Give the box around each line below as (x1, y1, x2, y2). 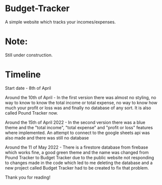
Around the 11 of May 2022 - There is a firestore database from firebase (5, 144, 148, 150)
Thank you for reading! (5, 174, 51, 180)
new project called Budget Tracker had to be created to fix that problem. (5, 165, 149, 170)
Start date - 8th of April (5, 85, 52, 91)
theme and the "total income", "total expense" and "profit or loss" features (5, 124, 153, 130)
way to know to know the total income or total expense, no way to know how (5, 100, 158, 105)
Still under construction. (5, 52, 53, 58)
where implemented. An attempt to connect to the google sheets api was (5, 130, 150, 135)
